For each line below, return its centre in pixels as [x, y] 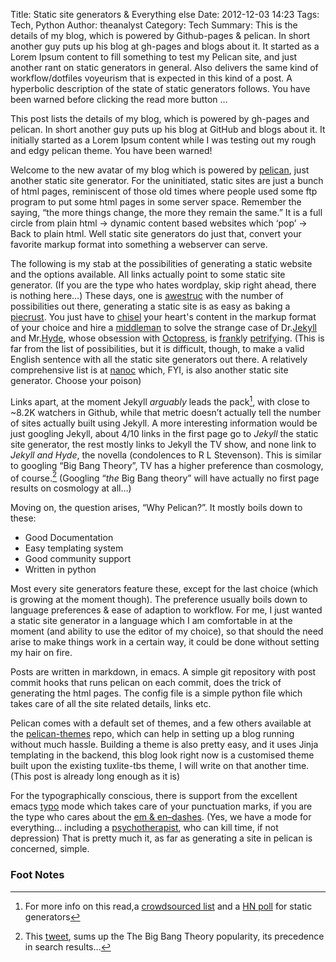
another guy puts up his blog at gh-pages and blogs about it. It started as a [165, 46]
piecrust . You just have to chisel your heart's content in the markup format [163, 317]
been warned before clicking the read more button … [119, 99]
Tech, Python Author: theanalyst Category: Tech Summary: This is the [154, 25]
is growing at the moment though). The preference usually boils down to [159, 600]
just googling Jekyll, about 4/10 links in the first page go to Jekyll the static [164, 433]
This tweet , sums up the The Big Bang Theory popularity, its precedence [174, 936]
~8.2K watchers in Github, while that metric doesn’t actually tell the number [166, 412]
